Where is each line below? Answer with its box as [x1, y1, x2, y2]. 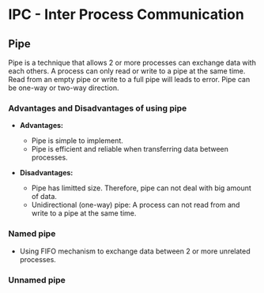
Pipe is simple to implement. [31, 136, 124, 145]
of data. [31, 192, 58, 201]
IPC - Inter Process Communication [8, 6, 245, 24]
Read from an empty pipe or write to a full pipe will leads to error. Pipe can [8, 75, 251, 84]
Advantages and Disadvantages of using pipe [8, 103, 187, 114]
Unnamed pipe [8, 274, 66, 285]
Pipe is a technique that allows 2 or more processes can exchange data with [8, 58, 257, 67]
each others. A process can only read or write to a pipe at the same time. [8, 66, 246, 76]
